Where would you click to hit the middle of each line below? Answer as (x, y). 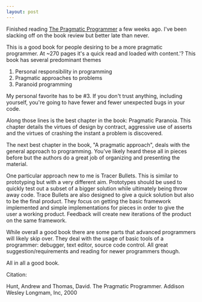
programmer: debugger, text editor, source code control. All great (87, 245)
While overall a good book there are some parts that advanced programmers (101, 232)
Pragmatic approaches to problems (59, 78)
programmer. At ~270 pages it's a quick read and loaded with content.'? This (101, 53)
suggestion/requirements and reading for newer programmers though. (93, 251)
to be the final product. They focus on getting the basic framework (89, 201)
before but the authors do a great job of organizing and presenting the (93, 158)
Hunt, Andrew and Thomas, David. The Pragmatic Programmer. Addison (95, 286)
